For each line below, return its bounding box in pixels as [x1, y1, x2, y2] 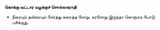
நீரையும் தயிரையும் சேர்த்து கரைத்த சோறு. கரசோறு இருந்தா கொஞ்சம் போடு [11, 14, 155, 20]
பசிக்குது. [11, 20, 29, 25]
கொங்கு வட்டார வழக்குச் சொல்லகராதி [4, 4, 77, 10]
